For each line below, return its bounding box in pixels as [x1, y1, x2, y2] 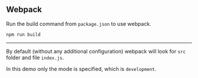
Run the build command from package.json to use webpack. [6, 20, 151, 27]
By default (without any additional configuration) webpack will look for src [6, 48, 186, 55]
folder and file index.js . [6, 54, 64, 61]
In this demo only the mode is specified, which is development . [6, 65, 157, 72]
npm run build [6, 32, 41, 38]
